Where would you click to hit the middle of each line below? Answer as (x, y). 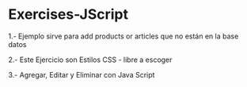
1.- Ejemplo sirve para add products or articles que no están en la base (123, 36)
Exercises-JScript (68, 14)
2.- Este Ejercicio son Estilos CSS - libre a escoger (90, 60)
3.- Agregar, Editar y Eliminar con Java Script (82, 74)
